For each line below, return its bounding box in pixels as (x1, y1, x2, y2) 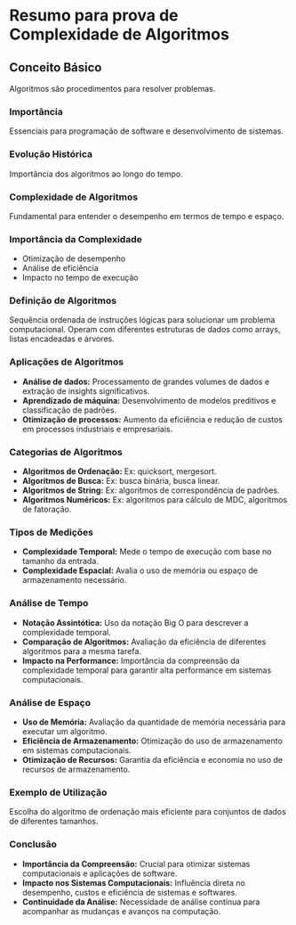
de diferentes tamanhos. (9, 816, 99, 827)
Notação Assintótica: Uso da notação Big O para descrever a (21, 617, 249, 628)
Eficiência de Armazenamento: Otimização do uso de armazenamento (21, 735, 283, 746)
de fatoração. (21, 504, 72, 515)
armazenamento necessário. (21, 575, 127, 585)
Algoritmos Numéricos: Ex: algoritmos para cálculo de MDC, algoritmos (21, 495, 287, 505)
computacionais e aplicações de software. (21, 868, 178, 879)
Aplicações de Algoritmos (9, 356, 124, 368)
